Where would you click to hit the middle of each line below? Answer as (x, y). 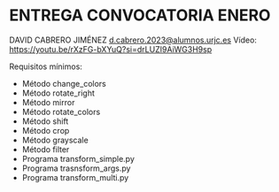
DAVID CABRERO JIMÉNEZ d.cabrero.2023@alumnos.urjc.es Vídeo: (133, 40)
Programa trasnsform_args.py (76, 168)
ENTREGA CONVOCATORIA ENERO (140, 15)
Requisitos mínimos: (46, 66)
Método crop (46, 130)
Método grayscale (55, 140)
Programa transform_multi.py (75, 177)
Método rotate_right (58, 93)
